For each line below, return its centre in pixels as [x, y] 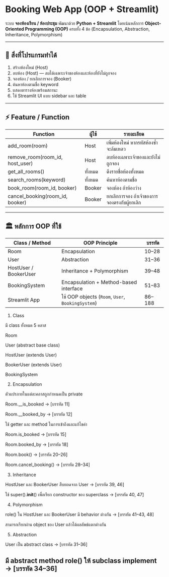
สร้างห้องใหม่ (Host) [30, 67]
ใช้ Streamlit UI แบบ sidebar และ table [49, 96]
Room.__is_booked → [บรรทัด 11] [37, 404]
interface [72, 288]
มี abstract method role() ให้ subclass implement [81, 561]
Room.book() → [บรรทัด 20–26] [36, 454]
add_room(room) [28, 146]
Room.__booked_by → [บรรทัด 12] [39, 414]
